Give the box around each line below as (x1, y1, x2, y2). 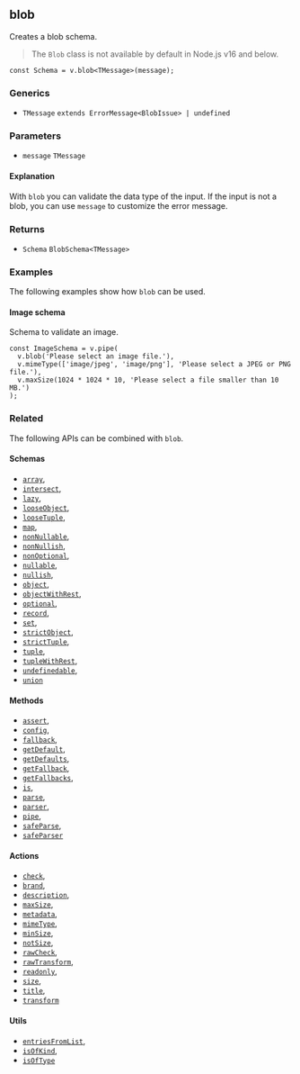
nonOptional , (22, 549, 70, 561)
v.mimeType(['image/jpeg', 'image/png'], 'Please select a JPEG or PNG (17, 360, 292, 369)
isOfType (22, 1056, 56, 1065)
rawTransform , (22, 956, 74, 967)
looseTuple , (22, 511, 66, 522)
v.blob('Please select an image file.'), (17, 352, 175, 361)
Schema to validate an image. (9, 327, 119, 338)
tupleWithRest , (22, 654, 78, 665)
